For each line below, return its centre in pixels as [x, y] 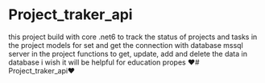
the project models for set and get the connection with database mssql [126, 45]
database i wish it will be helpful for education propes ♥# [104, 62]
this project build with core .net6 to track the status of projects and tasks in [133, 37]
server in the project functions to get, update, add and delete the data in [128, 53]
